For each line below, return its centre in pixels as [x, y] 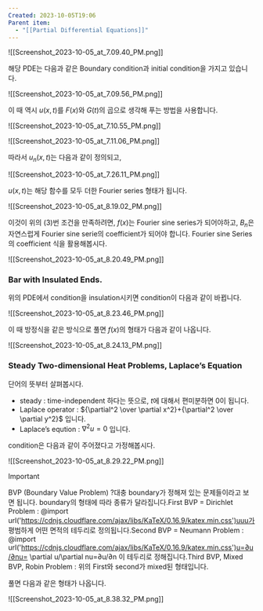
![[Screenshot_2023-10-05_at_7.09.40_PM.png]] [86, 53]
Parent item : [29, 23]
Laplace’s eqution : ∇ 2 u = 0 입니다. [75, 428]
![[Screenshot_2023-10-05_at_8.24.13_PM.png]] [85, 346]
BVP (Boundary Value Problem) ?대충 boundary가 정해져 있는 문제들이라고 [124, 492]
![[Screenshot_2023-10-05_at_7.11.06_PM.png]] [84, 141]
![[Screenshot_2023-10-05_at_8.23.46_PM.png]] [86, 313]
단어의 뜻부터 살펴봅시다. [46, 384]
